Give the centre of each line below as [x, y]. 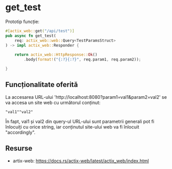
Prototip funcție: [22, 22]
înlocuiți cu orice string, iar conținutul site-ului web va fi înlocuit [72, 126]
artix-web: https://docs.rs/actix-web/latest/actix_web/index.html [81, 161]
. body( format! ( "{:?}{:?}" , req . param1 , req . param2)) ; [82, 60]
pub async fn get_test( [31, 36]
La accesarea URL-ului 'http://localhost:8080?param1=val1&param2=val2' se [86, 97]
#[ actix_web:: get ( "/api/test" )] [40, 31]
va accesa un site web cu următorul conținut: [53, 102]
